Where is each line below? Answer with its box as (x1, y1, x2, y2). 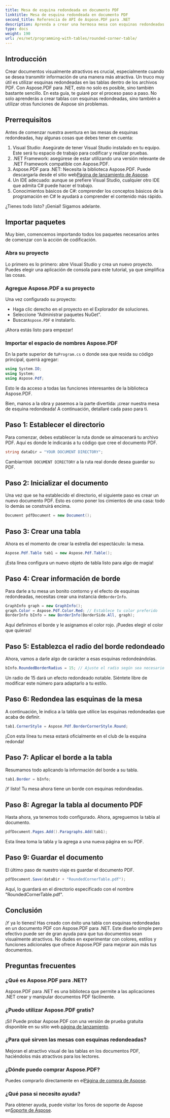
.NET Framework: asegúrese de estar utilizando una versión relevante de (12, 155, 165, 161)
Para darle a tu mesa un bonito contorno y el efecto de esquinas (5, 588, 140, 594)
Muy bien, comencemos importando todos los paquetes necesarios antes (5, 231, 159, 238)
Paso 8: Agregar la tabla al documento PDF (5, 800, 143, 809)
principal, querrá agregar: (5, 356, 59, 362)
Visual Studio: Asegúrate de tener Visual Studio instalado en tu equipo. (12, 144, 161, 150)
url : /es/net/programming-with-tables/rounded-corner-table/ (5, 36, 138, 41)
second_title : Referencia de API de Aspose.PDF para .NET (5, 17, 130, 22)
